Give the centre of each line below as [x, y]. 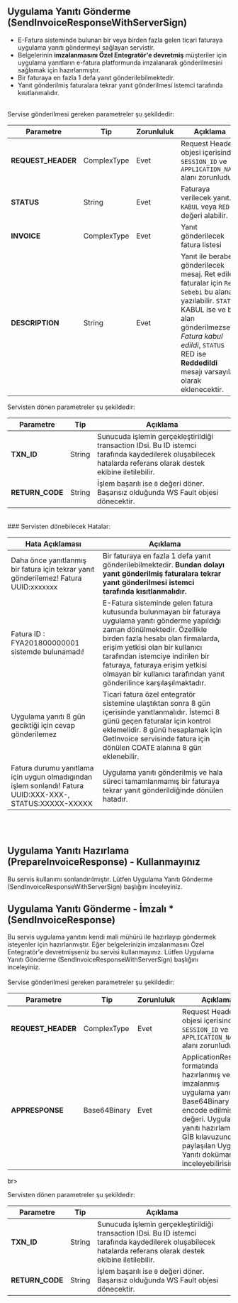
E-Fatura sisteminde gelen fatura [158, 603]
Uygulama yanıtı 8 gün [49, 716]
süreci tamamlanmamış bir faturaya [161, 781]
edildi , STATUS [202, 345]
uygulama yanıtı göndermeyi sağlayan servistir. [86, 47]
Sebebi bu [197, 292]
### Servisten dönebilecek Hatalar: [59, 526]
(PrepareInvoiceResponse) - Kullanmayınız [104, 862]
